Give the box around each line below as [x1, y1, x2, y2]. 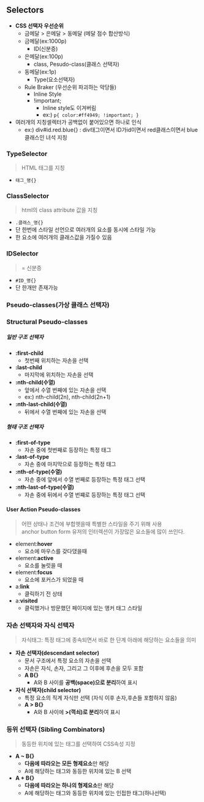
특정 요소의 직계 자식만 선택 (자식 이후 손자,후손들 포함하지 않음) [24, 694, 178, 701]
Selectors [6, 5, 44, 15]
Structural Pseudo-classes [6, 317, 88, 326]
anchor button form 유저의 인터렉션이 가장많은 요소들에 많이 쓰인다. [21, 528, 185, 535]
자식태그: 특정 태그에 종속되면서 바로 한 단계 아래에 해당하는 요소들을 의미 [21, 636, 197, 644]
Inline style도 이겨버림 [42, 104, 97, 111]
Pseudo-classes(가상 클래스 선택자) [6, 300, 110, 309]
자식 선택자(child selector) [15, 686, 81, 693]
